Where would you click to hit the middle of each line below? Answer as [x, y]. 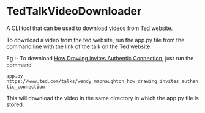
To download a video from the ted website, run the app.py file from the [95, 40]
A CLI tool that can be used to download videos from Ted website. [90, 28]
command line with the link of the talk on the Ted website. [79, 46]
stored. [15, 104]
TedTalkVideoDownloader [74, 11]
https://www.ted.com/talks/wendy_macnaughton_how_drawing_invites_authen [102, 81]
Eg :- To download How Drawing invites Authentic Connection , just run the [100, 58]
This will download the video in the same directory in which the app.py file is [102, 98]
